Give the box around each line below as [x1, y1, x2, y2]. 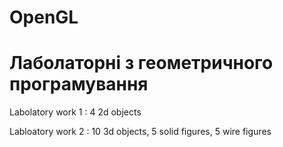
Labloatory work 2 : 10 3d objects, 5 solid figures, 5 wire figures [9, 126, 272, 138]
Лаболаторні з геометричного [9, 52, 274, 75]
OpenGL [9, 6, 79, 29]
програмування [9, 73, 149, 96]
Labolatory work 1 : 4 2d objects [9, 106, 142, 118]
